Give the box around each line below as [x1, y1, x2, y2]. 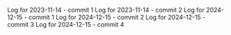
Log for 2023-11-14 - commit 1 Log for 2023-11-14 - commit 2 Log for [7, 6, 205, 14]
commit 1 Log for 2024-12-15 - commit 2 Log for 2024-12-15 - [28, 13, 206, 21]
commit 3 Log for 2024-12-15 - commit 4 [7, 21, 125, 28]
